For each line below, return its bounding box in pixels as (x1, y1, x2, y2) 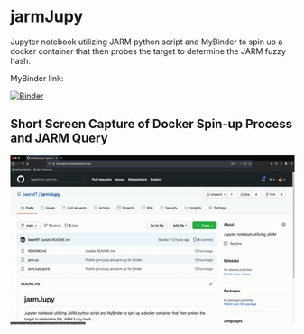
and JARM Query (10, 131, 108, 146)
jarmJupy (10, 6, 84, 27)
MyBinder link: (10, 72, 64, 83)
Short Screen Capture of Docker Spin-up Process (10, 116, 292, 132)
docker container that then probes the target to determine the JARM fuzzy (10, 45, 287, 56)
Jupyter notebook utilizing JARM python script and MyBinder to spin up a (10, 36, 283, 47)
